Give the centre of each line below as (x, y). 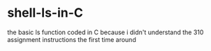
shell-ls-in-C (45, 13)
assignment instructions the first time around (72, 39)
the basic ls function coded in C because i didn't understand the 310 (105, 32)
